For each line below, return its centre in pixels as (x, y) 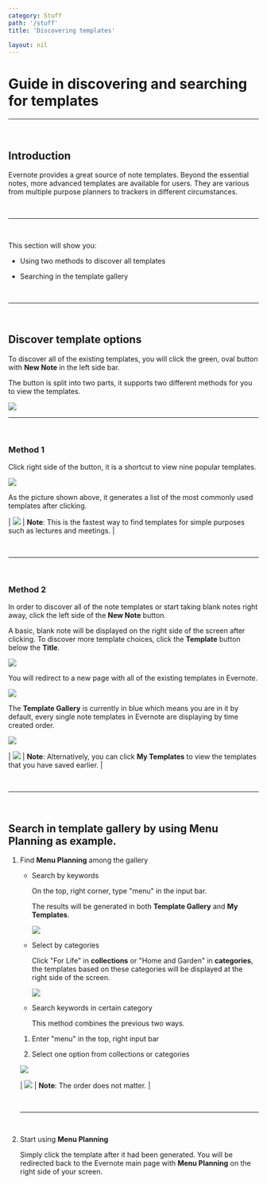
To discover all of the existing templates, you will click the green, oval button (133, 358)
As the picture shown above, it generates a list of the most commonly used (131, 498)
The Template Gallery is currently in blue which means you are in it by (124, 709)
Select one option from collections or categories (110, 1054)
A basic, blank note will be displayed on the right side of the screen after (127, 631)
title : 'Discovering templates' (62, 30)
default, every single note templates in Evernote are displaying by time (123, 717)
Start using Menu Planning (64, 1139)
